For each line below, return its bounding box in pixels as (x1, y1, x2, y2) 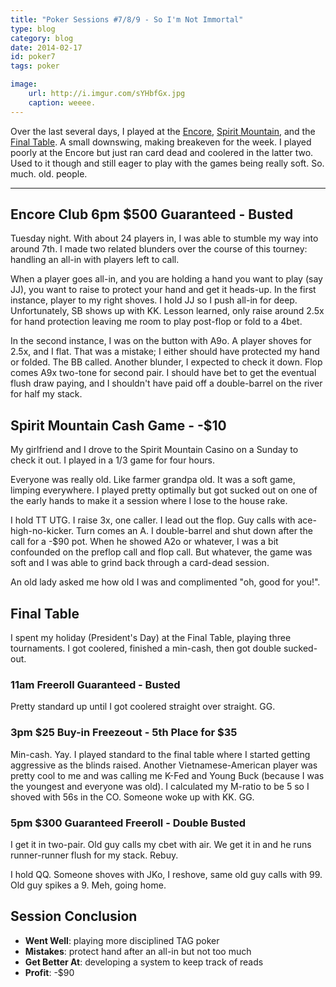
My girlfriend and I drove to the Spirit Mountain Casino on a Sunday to (10, 444, 299, 456)
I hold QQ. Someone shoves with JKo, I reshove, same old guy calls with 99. (10, 868, 323, 880)
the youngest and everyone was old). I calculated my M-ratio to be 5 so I (10, 780, 310, 792)
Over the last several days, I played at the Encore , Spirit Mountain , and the (10, 125, 316, 137)
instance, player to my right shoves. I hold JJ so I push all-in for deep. (10, 294, 298, 306)
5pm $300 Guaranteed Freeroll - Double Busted (10, 816, 247, 830)
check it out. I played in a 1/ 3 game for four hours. (10, 454, 215, 466)
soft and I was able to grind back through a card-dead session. (10, 557, 270, 569)
